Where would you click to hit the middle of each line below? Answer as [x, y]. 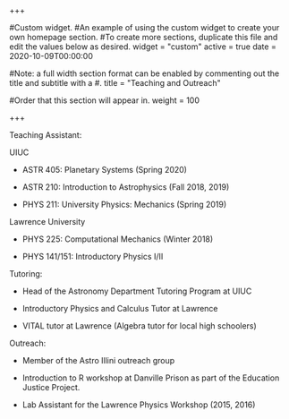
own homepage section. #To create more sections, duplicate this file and [144, 37]
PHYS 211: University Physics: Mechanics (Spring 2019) [124, 204]
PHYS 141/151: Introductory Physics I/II [93, 257]
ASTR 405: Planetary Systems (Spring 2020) [105, 170]
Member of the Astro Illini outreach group [98, 360]
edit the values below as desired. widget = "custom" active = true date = [143, 47]
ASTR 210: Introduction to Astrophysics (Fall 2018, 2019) [126, 187]
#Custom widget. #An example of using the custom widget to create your [144, 27]
